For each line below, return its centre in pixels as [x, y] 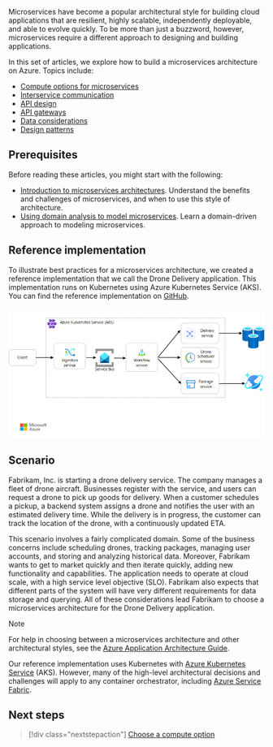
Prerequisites [43, 155]
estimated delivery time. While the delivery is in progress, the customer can [135, 514]
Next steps [37, 715]
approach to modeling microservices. [83, 225]
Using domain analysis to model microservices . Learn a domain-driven [139, 216]
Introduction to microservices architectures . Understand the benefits [135, 190]
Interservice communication [67, 95]
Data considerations [54, 121]
